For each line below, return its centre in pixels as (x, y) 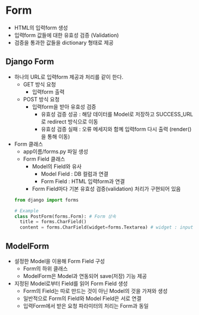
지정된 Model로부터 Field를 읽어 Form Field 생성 (71, 283)
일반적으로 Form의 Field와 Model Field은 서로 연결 (82, 298)
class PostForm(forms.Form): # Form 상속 (65, 216)
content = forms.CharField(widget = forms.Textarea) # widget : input (107, 227)
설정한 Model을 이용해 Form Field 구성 (60, 261)
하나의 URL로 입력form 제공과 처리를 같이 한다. (69, 77)
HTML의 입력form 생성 (41, 27)
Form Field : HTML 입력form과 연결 (83, 181)
